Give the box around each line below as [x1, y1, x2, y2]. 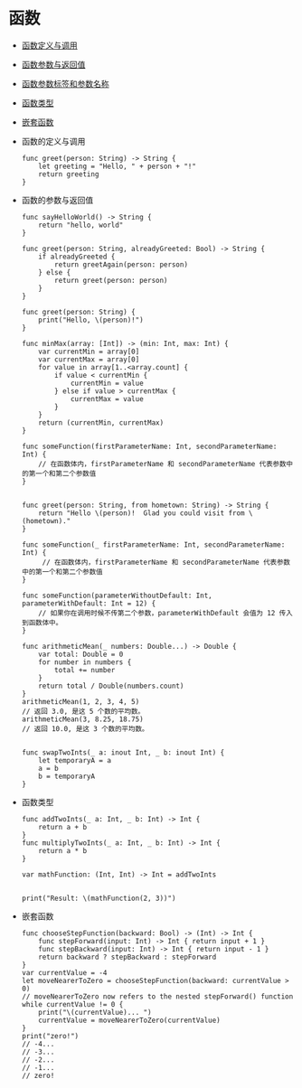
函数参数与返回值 [21, 59, 86, 70]
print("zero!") [21, 1031, 80, 1040]
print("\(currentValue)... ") [38, 1008, 152, 1017]
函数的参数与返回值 [21, 194, 94, 205]
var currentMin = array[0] [38, 347, 140, 356]
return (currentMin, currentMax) [38, 417, 165, 427]
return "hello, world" [38, 220, 124, 230]
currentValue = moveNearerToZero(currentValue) [38, 1016, 221, 1025]
